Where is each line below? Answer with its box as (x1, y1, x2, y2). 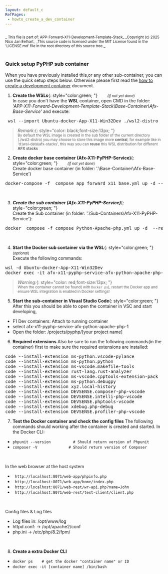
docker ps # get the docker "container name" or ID (12, 559, 129, 564)
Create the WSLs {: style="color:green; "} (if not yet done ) (12, 92, 135, 98)
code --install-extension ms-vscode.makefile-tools (5, 363, 135, 369)
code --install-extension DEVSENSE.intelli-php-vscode (5, 393, 142, 399)
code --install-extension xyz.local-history (5, 383, 116, 389)
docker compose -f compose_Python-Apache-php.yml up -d (5, 225, 148, 231)
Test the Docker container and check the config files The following (12, 418, 153, 424)
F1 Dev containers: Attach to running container (12, 318, 108, 324)
